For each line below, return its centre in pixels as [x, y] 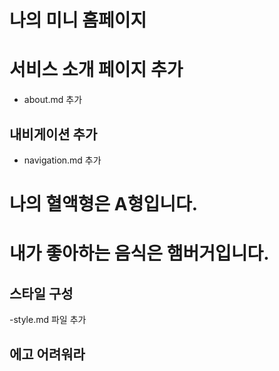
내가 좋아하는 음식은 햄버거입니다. [139, 253]
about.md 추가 [53, 100]
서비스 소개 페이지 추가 [96, 70]
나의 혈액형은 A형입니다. [104, 204]
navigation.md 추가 [62, 160]
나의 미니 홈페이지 [78, 20]
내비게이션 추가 [53, 134]
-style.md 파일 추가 [48, 320]
